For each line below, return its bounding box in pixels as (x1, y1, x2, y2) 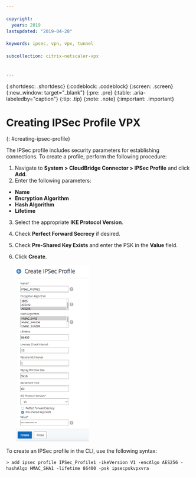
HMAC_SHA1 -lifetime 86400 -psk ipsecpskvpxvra (30, 466, 149, 472)
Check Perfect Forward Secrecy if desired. (14, 231, 121, 238)
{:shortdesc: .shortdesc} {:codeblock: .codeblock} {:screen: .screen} (6, 83, 174, 90)
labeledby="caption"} (6, 95, 58, 102)
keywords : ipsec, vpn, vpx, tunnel (6, 41, 94, 47)
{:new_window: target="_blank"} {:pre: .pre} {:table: (6, 89, 132, 96)
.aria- (132, 89, 146, 96)
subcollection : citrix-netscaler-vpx (6, 53, 99, 59)
